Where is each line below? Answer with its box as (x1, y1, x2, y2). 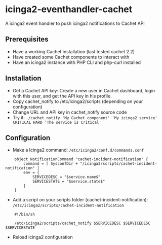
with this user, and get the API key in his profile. (12, 93, 112, 99)
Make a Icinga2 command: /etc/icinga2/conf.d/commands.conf (12, 147, 144, 153)
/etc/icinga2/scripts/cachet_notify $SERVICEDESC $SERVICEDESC (14, 221, 151, 226)
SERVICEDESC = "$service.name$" (32, 174, 101, 180)
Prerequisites (5, 35, 49, 44)
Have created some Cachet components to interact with (12, 54, 130, 60)
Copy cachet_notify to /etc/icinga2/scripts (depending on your (12, 98, 143, 104)
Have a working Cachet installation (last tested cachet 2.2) (12, 48, 135, 54)
